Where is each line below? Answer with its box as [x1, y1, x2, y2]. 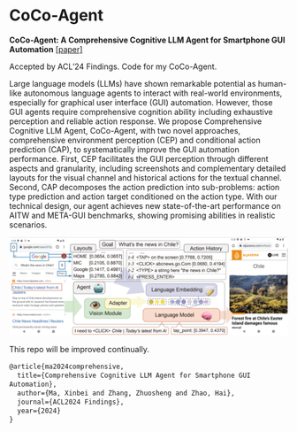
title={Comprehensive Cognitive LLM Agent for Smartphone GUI [17, 371, 251, 381]
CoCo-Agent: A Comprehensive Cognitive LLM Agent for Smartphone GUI [9, 35, 286, 45]
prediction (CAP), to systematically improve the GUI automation [9, 143, 240, 155]
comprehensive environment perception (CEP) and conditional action [9, 135, 261, 145]
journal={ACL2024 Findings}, [17, 397, 125, 407]
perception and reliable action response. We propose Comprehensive [9, 116, 263, 127]
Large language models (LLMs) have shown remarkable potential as [9, 78, 256, 89]
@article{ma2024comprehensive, [9, 362, 125, 372]
